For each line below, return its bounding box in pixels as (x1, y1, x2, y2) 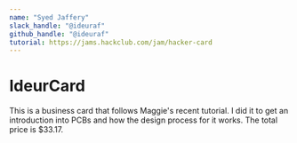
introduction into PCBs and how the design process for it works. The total (9, 115, 278, 125)
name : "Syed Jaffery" (9, 12, 90, 22)
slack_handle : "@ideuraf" (9, 21, 105, 30)
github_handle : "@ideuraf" (9, 29, 109, 38)
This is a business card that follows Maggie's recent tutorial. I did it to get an (9, 106, 289, 116)
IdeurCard (9, 76, 86, 96)
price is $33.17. (9, 124, 64, 135)
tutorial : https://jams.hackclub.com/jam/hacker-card (9, 37, 213, 47)
